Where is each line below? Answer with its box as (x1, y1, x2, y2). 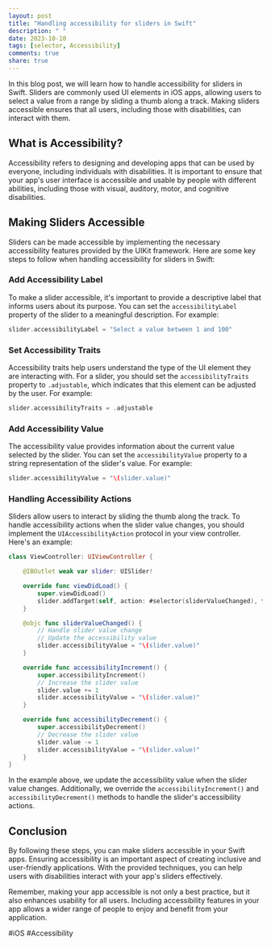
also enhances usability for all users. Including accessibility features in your (8, 896, 260, 906)
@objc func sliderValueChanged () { (23, 619, 143, 627)
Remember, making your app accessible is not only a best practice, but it (8, 887, 250, 897)
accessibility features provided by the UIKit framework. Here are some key (8, 245, 256, 255)
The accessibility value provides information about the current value (8, 441, 236, 452)
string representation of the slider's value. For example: (8, 459, 193, 469)
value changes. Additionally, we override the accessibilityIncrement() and (8, 784, 260, 794)
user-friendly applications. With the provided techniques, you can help (8, 863, 243, 873)
